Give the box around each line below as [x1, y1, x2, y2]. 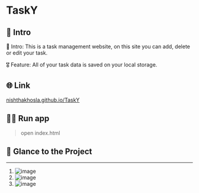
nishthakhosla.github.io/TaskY [6, 96, 80, 103]
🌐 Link [6, 81, 31, 91]
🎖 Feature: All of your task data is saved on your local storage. [6, 61, 158, 68]
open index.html [20, 129, 60, 137]
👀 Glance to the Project [6, 147, 92, 157]
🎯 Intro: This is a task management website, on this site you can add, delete [6, 43, 191, 50]
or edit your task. [6, 49, 48, 56]
